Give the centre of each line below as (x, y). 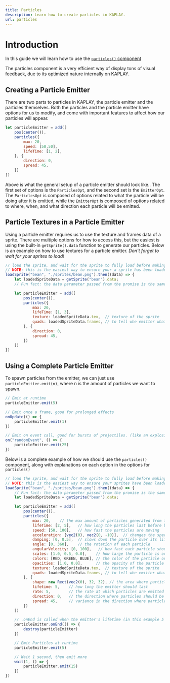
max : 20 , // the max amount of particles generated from (97, 521)
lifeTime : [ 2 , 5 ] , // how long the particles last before (97, 525)
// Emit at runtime (26, 398)
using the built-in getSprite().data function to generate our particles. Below (85, 245)
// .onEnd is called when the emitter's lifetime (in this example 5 (89, 620)
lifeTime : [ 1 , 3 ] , (52, 312)
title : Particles (24, 10)
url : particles (21, 19)
